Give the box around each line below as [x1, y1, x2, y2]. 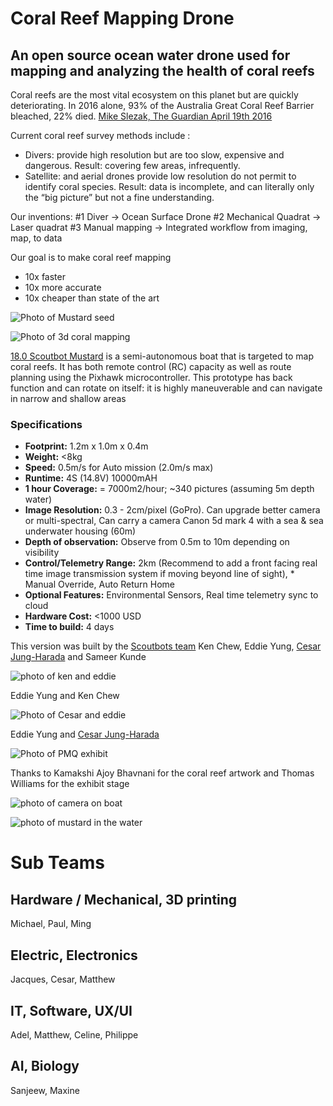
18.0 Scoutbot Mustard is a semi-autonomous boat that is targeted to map [10, 350, 314, 362]
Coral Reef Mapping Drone [10, 7, 235, 30]
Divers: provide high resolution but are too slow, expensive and [24, 149, 285, 161]
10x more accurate [24, 282, 102, 293]
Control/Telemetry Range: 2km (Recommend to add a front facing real [24, 557, 318, 569]
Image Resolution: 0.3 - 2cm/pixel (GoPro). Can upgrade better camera [24, 504, 321, 516]
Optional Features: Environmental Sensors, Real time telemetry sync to [24, 589, 319, 601]
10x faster [24, 271, 66, 282]
